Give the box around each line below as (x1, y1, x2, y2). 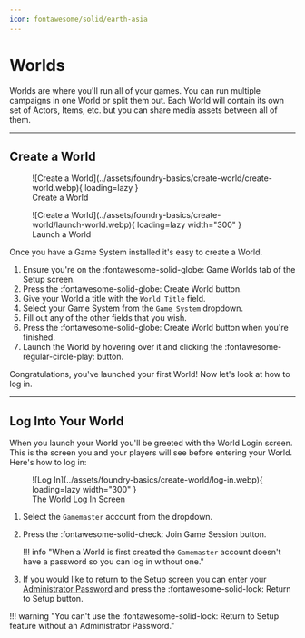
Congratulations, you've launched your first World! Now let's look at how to (9, 369, 290, 380)
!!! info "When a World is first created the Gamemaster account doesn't (22, 546, 281, 558)
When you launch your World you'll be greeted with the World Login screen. (9, 437, 293, 449)
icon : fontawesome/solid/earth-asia (9, 15, 148, 24)
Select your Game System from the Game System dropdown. (22, 303, 243, 314)
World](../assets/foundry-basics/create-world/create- (71, 173, 272, 184)
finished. (22, 332, 56, 343)
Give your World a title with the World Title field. (22, 294, 206, 304)
